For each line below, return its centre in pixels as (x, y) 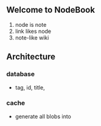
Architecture (31, 57)
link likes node (33, 31)
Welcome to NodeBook (51, 10)
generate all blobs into (43, 116)
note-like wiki (32, 37)
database (21, 74)
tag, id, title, (30, 87)
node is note (31, 24)
